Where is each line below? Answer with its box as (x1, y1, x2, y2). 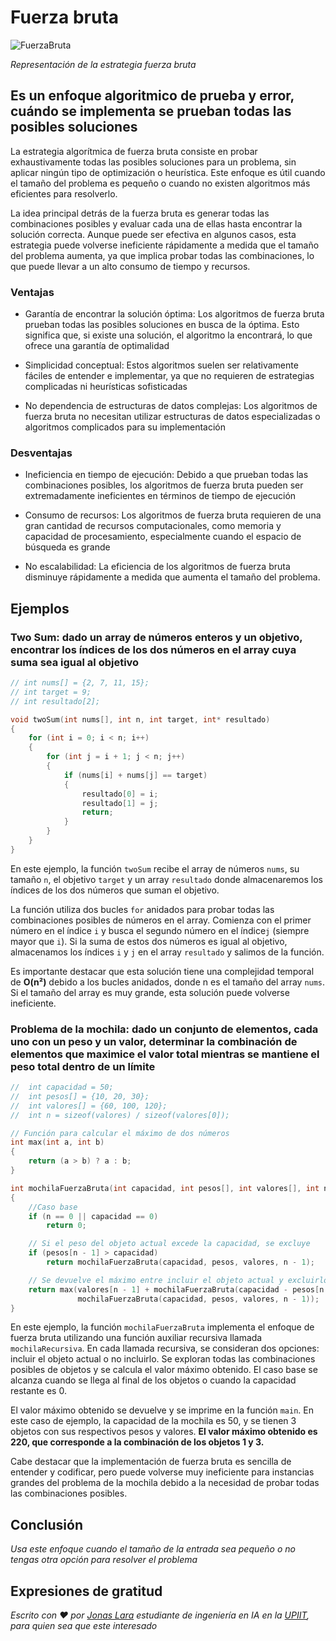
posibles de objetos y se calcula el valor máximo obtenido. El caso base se (10, 1364, 318, 1376)
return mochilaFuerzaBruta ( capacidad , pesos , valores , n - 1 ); (46, 1257, 315, 1268)
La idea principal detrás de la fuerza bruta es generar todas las (10, 207, 270, 219)
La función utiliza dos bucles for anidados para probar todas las (10, 903, 275, 915)
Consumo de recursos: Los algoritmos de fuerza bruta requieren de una (24, 509, 322, 521)
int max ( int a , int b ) (10, 1137, 105, 1148)
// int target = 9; (10, 687, 92, 697)
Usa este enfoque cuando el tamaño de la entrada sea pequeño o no (10, 1543, 296, 1555)
